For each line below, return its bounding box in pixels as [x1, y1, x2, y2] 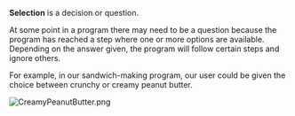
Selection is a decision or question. [9, 8, 140, 18]
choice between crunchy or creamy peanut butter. [9, 80, 194, 89]
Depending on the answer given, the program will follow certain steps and [9, 43, 280, 54]
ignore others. [9, 53, 60, 63]
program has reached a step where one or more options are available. [9, 35, 265, 44]
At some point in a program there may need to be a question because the [9, 25, 277, 35]
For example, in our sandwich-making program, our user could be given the [9, 70, 286, 81]
